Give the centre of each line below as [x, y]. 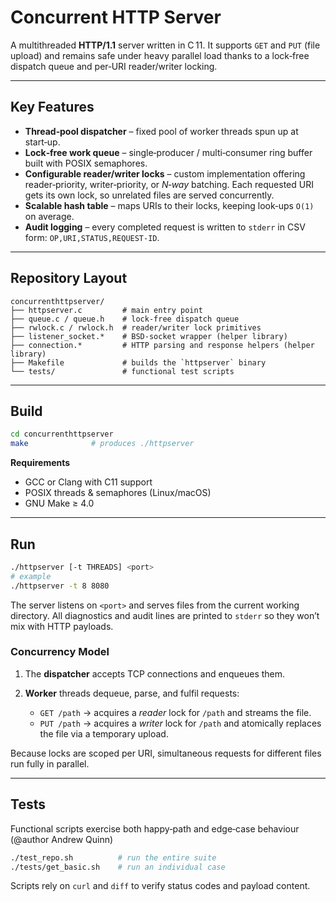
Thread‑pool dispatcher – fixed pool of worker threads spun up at [161, 131]
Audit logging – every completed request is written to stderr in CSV [165, 227]
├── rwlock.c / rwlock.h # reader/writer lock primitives [136, 327]
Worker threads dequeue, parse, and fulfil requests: [132, 693]
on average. [49, 216]
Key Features [52, 107]
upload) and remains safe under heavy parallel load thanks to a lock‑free [160, 55]
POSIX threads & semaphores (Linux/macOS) [118, 493]
